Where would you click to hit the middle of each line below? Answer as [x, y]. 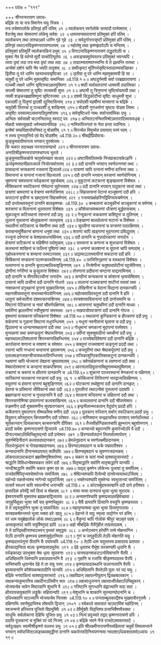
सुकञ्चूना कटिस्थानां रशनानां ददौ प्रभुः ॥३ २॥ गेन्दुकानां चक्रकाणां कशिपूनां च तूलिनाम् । [74, 214]
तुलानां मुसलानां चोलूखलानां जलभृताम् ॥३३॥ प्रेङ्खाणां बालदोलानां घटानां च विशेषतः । [72, 220]
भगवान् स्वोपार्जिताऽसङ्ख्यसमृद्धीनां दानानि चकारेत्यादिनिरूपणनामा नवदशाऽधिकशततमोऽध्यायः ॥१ [80, 632]
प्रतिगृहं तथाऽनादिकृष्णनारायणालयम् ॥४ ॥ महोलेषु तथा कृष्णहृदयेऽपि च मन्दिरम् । [67, 45]
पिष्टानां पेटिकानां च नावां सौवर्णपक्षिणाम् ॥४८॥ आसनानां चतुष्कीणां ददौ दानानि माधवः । [72, 305]
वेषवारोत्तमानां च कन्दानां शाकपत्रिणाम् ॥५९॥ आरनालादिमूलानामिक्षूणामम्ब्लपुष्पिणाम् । [70, 367]
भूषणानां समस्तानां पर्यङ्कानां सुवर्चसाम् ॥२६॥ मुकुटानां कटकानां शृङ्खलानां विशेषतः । [73, 181]
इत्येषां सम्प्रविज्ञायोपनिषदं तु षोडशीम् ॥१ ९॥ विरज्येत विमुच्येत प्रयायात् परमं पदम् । [68, 130]
